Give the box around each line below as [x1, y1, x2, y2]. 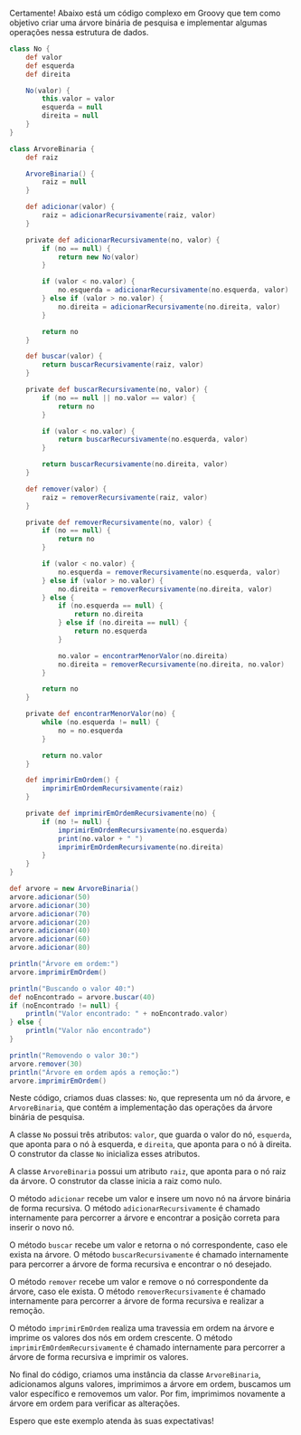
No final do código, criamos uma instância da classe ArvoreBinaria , [9, 1369, 261, 1380]
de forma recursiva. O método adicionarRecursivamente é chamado [9, 1203, 260, 1214]
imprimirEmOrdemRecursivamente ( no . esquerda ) [57, 826, 229, 835]
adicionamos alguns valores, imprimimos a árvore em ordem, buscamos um [9, 1379, 291, 1390]
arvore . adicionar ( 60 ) [9, 934, 91, 944]
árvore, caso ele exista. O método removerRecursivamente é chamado [9, 1286, 267, 1297]
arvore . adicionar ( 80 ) [9, 943, 91, 952]
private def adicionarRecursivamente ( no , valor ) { [25, 235, 221, 244]
